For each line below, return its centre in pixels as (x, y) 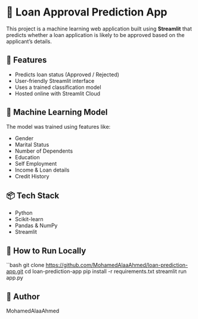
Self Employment (36, 163)
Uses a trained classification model (58, 87)
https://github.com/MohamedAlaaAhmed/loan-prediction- (117, 265)
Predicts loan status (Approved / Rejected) (67, 75)
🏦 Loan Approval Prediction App (87, 12)
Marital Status (32, 144)
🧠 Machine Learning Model (57, 112)
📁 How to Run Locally (46, 251)
